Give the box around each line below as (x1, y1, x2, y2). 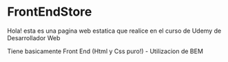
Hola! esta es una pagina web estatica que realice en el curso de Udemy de (7, 27, 222, 35)
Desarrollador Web (7, 33, 61, 42)
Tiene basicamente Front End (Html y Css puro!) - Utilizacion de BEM (7, 47, 203, 55)
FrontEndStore (7, 4, 92, 20)
